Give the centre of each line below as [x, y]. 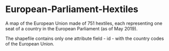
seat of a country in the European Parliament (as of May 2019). [71, 28]
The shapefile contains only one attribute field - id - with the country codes [85, 38]
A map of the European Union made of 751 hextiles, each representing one [84, 23]
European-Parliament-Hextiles [72, 9]
